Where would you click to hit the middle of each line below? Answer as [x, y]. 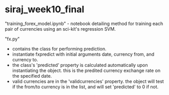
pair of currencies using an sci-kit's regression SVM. [60, 29]
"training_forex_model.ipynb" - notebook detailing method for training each [84, 23]
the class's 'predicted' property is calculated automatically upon [80, 65]
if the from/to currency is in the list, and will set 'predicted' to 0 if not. [85, 87]
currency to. [25, 59]
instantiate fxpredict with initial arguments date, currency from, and [83, 54]
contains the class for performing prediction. [59, 49]
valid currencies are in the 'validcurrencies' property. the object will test [88, 81]
